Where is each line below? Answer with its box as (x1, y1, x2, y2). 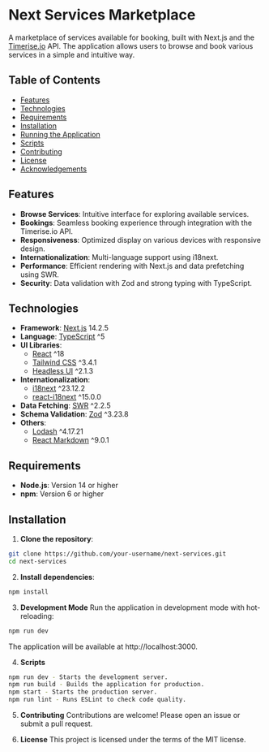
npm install (8, 587, 49, 596)
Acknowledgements (19, 164, 88, 174)
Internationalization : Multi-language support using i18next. (19, 252, 219, 261)
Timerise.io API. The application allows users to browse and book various (8, 41, 254, 50)
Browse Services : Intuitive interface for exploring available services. (19, 209, 250, 218)
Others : (19, 418, 47, 428)
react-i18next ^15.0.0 (32, 392, 101, 402)
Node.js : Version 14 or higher (19, 481, 119, 491)
